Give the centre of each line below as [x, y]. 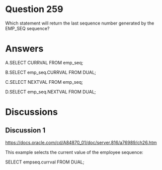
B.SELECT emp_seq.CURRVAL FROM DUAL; [51, 72]
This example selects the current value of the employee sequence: [74, 152]
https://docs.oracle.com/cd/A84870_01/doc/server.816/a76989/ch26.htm [81, 142]
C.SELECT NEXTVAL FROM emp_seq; [44, 82]
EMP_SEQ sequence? [27, 28]
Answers [24, 49]
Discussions [31, 112]
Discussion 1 [25, 131]
